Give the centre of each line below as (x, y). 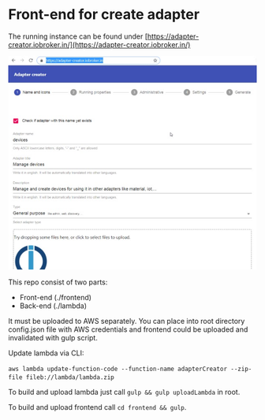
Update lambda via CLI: (46, 353)
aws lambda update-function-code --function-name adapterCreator (118, 369)
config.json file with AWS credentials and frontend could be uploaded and (128, 329)
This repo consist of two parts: (58, 282)
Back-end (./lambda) (53, 306)
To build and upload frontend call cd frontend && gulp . (97, 407)
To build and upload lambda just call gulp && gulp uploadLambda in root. (124, 392)
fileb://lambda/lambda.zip (70, 377)
